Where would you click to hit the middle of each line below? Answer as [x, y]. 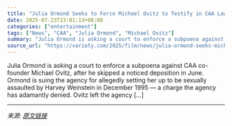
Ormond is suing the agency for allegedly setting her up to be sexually [107, 80]
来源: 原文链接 [27, 116]
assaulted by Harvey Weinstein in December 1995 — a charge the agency [112, 88]
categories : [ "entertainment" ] [52, 26]
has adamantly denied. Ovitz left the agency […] [75, 95]
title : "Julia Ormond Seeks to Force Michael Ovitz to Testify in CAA [111, 13]
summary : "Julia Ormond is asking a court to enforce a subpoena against [116, 39]
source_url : [24, 46]
